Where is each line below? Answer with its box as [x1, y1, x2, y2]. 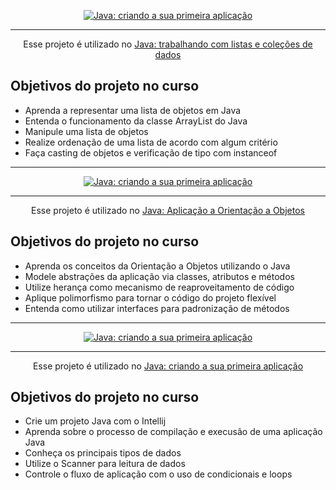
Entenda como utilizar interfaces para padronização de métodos [24, 302, 290, 314]
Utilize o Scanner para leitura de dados [24, 458, 186, 470]
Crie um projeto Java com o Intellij [24, 415, 167, 427]
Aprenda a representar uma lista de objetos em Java [24, 104, 242, 116]
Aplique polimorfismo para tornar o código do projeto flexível [24, 291, 277, 304]
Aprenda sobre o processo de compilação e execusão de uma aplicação [24, 426, 323, 438]
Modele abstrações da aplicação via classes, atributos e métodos [24, 270, 295, 282]
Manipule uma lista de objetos [24, 125, 149, 137]
